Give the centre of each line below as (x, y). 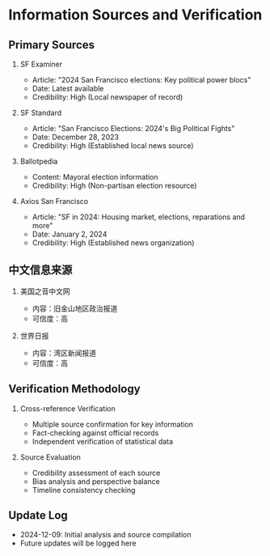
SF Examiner (41, 64)
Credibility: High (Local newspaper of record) (108, 97)
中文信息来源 (40, 270)
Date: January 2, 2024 (70, 234)
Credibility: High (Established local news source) (113, 146)
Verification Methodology (74, 389)
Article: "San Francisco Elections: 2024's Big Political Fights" (133, 128)
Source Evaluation (50, 457)
